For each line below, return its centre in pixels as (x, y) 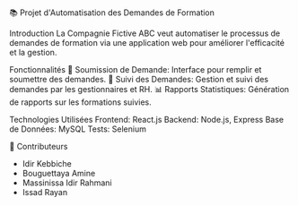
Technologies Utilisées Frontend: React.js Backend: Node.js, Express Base (147, 120)
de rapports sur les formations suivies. (81, 102)
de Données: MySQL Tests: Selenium (78, 129)
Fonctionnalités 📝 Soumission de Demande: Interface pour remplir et (136, 69)
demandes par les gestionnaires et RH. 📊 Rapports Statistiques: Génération (149, 89)
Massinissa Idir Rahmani (67, 183)
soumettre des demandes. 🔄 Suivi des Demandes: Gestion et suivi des (139, 79)
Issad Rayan (45, 192)
